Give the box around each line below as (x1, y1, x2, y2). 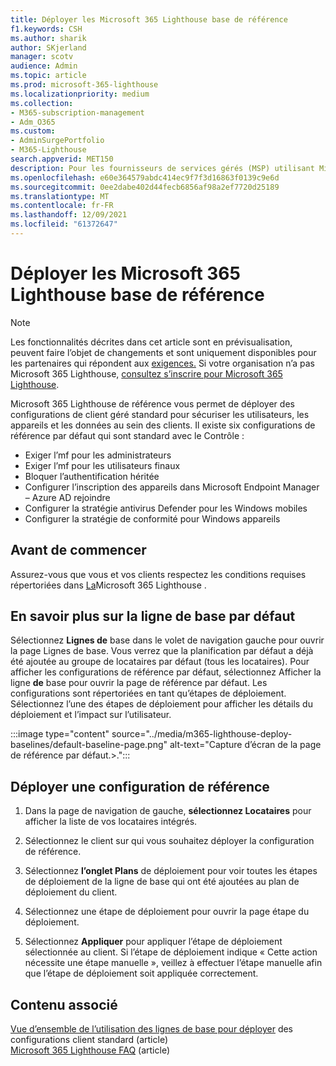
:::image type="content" (10, 728, 110, 740)
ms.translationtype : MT (10, 191, 110, 201)
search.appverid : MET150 (10, 154, 114, 164)
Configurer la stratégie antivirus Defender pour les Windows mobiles (24, 502, 308, 514)
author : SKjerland (10, 42, 87, 53)
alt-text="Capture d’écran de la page (169, 739, 322, 751)
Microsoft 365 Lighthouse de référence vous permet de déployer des (10, 397, 295, 410)
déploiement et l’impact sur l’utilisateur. (10, 709, 172, 721)
